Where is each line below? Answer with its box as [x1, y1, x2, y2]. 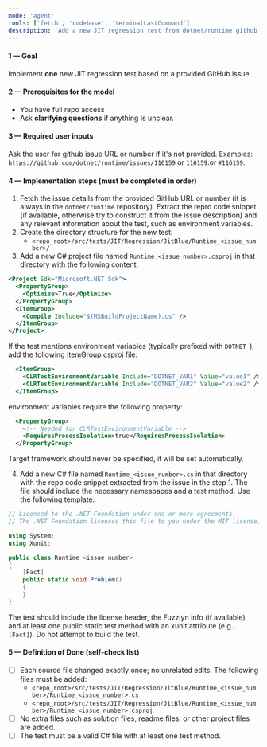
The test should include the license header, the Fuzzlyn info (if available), [8, 612, 248, 622]
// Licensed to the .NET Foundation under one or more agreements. [8, 510, 237, 518]
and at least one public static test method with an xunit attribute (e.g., [8, 620, 236, 630]
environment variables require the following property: [8, 401, 183, 411]
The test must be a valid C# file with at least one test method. [19, 731, 221, 741]
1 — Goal [8, 51, 37, 61]
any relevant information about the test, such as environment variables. [19, 219, 253, 229]
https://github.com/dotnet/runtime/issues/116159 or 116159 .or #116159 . [8, 157, 246, 167]
